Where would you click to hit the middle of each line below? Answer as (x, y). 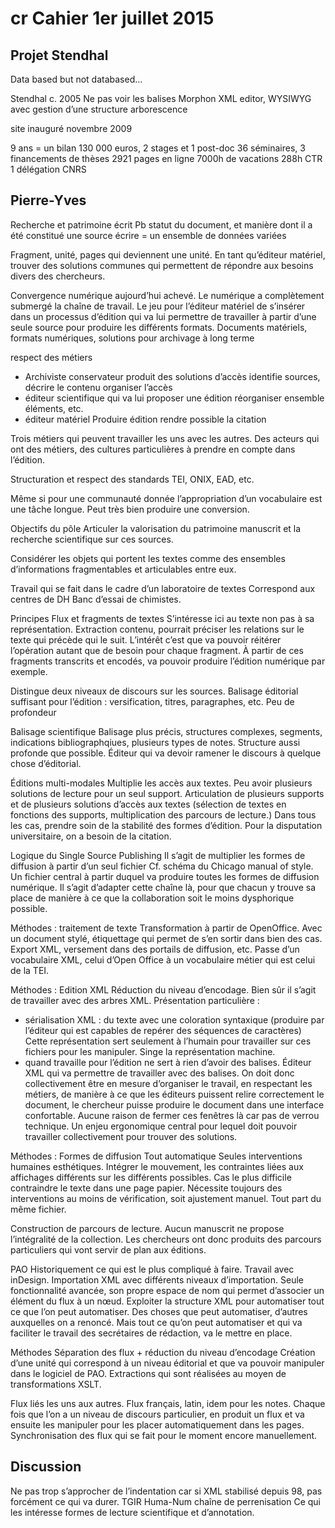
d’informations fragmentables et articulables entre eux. (123, 569)
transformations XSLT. (56, 1384)
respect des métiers (51, 357)
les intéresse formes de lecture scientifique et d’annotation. (132, 1512)
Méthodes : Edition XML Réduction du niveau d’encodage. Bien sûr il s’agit (163, 989)
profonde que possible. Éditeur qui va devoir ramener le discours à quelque (166, 753)
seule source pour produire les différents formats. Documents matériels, (159, 327)
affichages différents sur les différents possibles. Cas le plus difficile (151, 1177)
